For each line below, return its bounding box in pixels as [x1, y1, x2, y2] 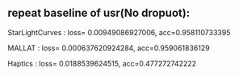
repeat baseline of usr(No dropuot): [7, 6, 191, 20]
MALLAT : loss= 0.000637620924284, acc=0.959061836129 [7, 43, 211, 53]
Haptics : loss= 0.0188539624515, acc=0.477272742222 [7, 58, 197, 68]
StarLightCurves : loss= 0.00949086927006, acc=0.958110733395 [7, 27, 231, 37]
